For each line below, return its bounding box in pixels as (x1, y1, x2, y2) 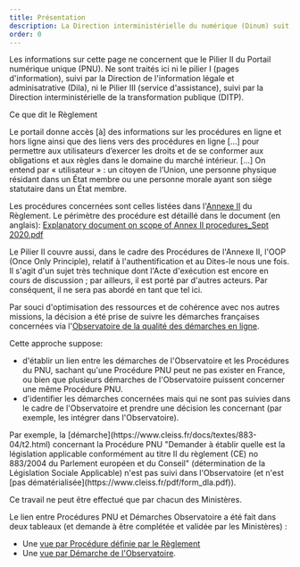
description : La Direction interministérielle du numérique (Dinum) (9, 21, 270, 30)
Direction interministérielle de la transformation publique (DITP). (9, 92, 245, 103)
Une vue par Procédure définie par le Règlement (21, 538, 201, 549)
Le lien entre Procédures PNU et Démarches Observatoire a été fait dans (9, 512, 277, 522)
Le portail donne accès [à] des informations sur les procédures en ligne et (9, 127, 282, 138)
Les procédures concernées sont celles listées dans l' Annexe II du (9, 201, 253, 212)
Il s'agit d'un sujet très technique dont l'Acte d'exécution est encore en (9, 265, 270, 277)
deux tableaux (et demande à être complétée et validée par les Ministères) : (9, 521, 287, 532)
